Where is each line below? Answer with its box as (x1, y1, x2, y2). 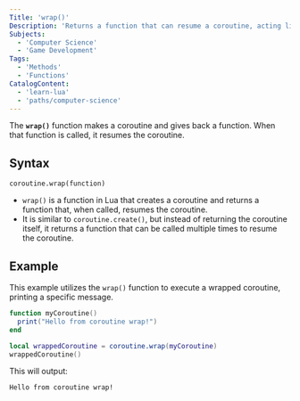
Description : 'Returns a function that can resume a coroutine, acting (9, 21, 281, 30)
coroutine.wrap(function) (9, 179, 105, 188)
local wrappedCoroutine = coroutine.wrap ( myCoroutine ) (9, 341, 218, 350)
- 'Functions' (17, 71, 70, 80)
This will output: (9, 366, 69, 377)
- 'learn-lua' (17, 87, 70, 96)
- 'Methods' (17, 63, 62, 72)
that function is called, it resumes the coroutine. (9, 130, 185, 141)
